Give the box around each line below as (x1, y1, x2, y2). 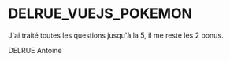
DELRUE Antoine (8, 45, 62, 55)
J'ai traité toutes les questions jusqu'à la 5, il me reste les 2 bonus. (8, 30, 224, 40)
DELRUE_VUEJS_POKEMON (8, 5, 193, 23)
